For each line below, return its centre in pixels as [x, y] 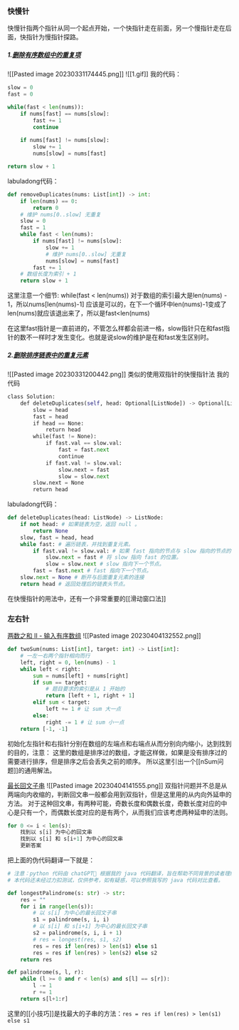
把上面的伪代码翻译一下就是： [51, 860]
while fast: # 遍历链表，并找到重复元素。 [77, 544]
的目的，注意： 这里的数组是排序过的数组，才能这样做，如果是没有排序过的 [117, 752]
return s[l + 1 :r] [44, 999]
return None [51, 531]
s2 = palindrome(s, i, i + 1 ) [78, 933]
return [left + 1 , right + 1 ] [90, 696]
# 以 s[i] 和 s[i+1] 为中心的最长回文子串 [90, 927]
